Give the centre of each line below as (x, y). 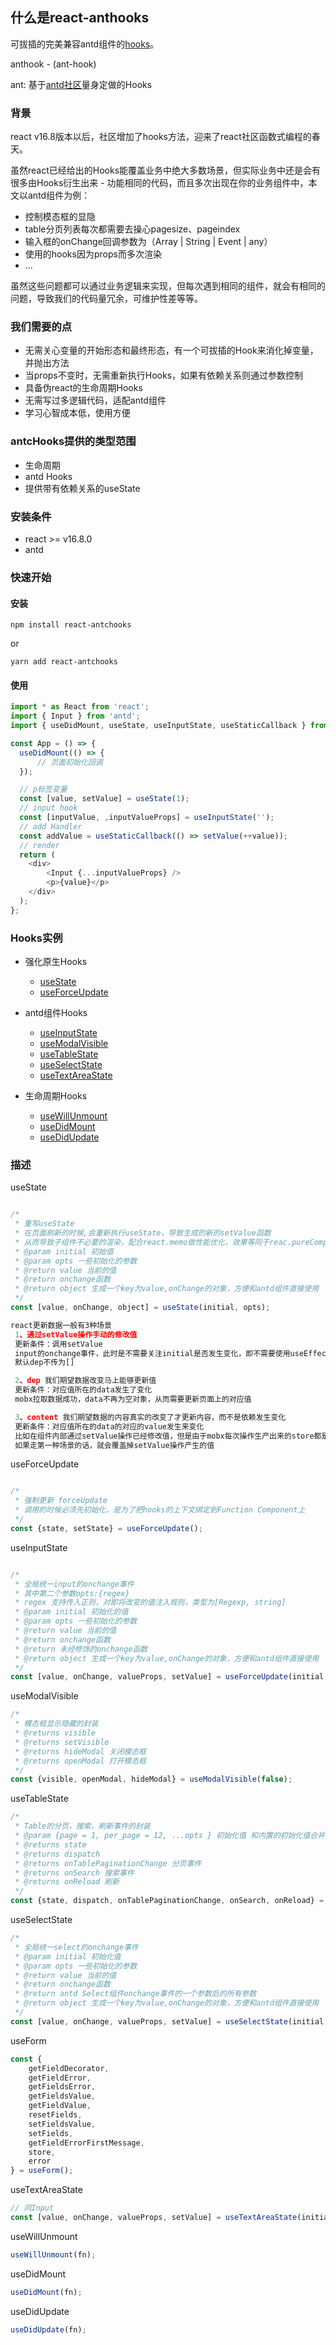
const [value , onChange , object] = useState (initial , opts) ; (140, 1308)
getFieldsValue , (62, 2096)
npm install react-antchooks (71, 625)
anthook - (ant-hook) (53, 64)
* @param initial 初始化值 (68, 1956)
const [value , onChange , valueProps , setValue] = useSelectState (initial (167, 2021)
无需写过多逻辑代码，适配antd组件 (95, 400)
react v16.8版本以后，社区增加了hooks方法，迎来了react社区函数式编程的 (161, 137)
